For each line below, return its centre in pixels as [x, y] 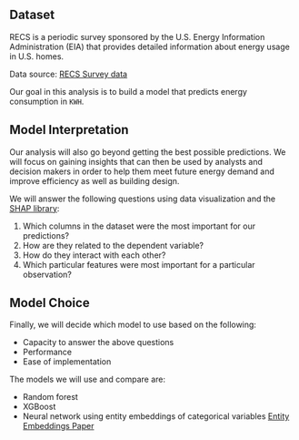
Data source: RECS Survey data [69, 74]
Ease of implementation [67, 362]
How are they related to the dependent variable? [113, 245]
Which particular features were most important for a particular [139, 264]
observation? [47, 274]
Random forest [50, 397]
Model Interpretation [69, 130]
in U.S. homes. [37, 56]
